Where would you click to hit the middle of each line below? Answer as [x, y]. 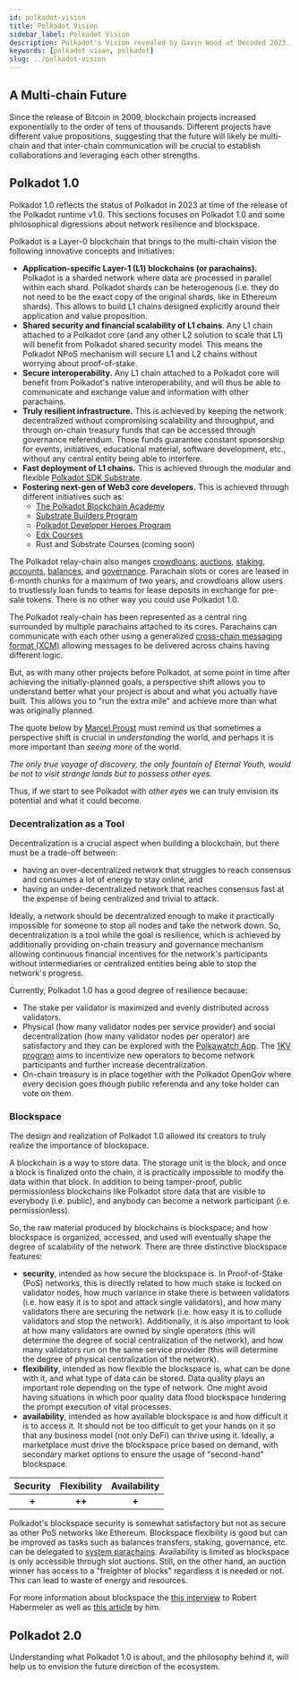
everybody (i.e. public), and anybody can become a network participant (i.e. [150, 1201]
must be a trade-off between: [64, 853]
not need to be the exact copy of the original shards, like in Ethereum [150, 296]
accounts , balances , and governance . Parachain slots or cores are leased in [149, 570]
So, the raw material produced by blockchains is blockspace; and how [139, 1228]
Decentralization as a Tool [67, 823]
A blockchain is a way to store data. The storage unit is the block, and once [148, 1163]
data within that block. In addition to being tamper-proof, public [126, 1182]
